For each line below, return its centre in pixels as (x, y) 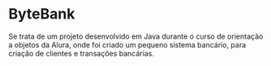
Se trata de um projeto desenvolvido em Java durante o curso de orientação (136, 36)
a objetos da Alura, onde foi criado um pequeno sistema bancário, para (127, 44)
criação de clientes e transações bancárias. (81, 53)
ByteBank (42, 14)
